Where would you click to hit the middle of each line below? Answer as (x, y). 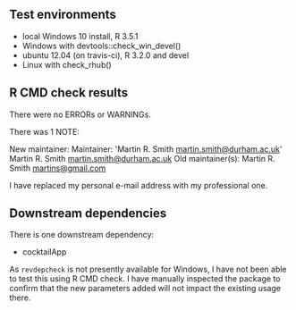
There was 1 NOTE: (45, 131)
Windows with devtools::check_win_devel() (101, 46)
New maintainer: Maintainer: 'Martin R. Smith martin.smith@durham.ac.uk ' (146, 149)
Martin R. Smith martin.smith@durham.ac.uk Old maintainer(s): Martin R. (142, 158)
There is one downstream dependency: (82, 235)
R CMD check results (69, 93)
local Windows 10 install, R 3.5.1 (80, 36)
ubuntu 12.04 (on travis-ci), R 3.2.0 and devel (106, 55)
